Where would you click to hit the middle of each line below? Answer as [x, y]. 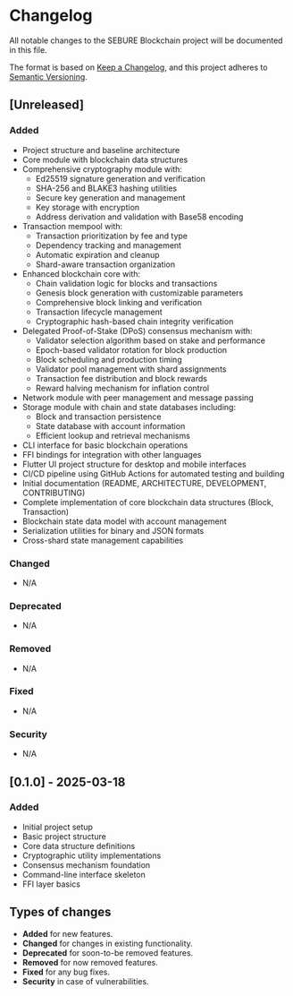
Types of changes [60, 912]
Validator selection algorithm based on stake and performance [151, 340]
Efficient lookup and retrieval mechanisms [113, 435]
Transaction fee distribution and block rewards [121, 378]
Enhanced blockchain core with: [81, 273]
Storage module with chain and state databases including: [129, 407]
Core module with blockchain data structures [105, 159]
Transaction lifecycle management [99, 312]
